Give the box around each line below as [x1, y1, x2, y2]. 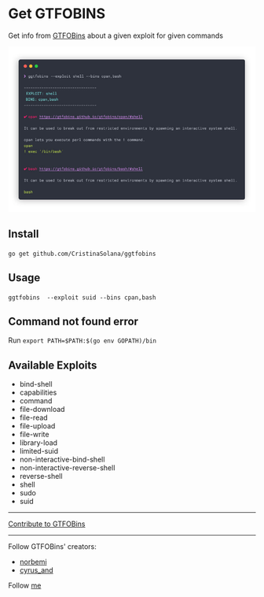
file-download [19, 405, 65, 414]
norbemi [19, 557, 47, 567]
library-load [19, 438, 57, 447]
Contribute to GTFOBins [8, 519, 86, 528]
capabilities [19, 387, 57, 398]
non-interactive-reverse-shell [19, 463, 115, 473]
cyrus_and [19, 565, 53, 575]
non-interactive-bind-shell [19, 454, 105, 465]
